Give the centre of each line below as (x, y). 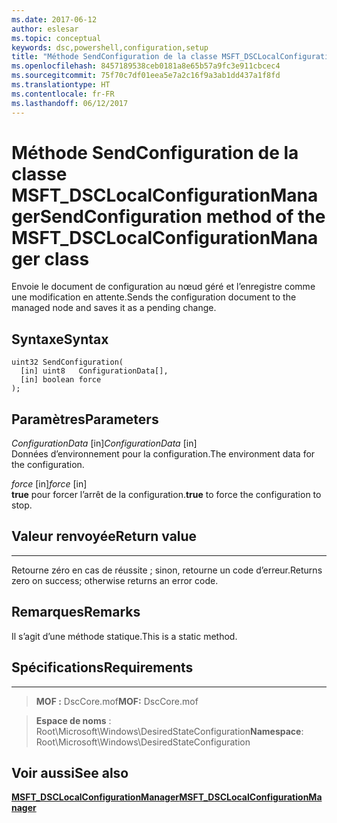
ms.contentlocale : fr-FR (63, 94)
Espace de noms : (73, 720)
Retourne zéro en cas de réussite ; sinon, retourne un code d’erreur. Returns (167, 570)
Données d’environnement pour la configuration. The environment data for (163, 454)
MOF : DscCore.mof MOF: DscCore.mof (117, 701)
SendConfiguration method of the (182, 216)
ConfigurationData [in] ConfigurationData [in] (104, 443)
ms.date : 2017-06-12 (54, 19)
